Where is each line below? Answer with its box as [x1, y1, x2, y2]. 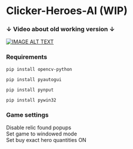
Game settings [6, 110, 49, 118]
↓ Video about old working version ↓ [6, 25, 115, 33]
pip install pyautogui [6, 76, 62, 83]
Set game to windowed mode [6, 130, 78, 137]
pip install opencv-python [6, 66, 72, 72]
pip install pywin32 [6, 97, 57, 103]
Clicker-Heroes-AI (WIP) [6, 4, 128, 18]
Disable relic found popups [6, 124, 72, 131]
